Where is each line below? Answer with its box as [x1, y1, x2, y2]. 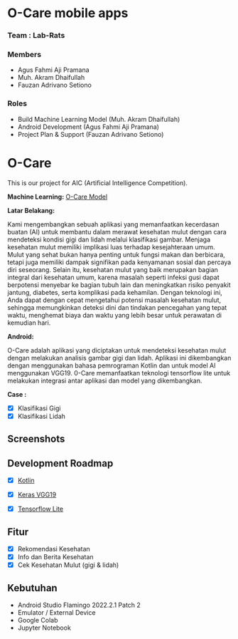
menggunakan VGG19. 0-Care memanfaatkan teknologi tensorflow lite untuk [7, 368, 231, 377]
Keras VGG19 [17, 490, 57, 499]
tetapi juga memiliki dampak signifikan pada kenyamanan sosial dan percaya [7, 258, 232, 266]
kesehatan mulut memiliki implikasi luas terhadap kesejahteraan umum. [7, 242, 215, 251]
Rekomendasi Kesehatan [17, 544, 90, 553]
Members [7, 50, 41, 60]
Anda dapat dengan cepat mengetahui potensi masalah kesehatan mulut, [7, 296, 222, 304]
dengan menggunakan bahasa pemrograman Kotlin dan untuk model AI [7, 361, 216, 370]
